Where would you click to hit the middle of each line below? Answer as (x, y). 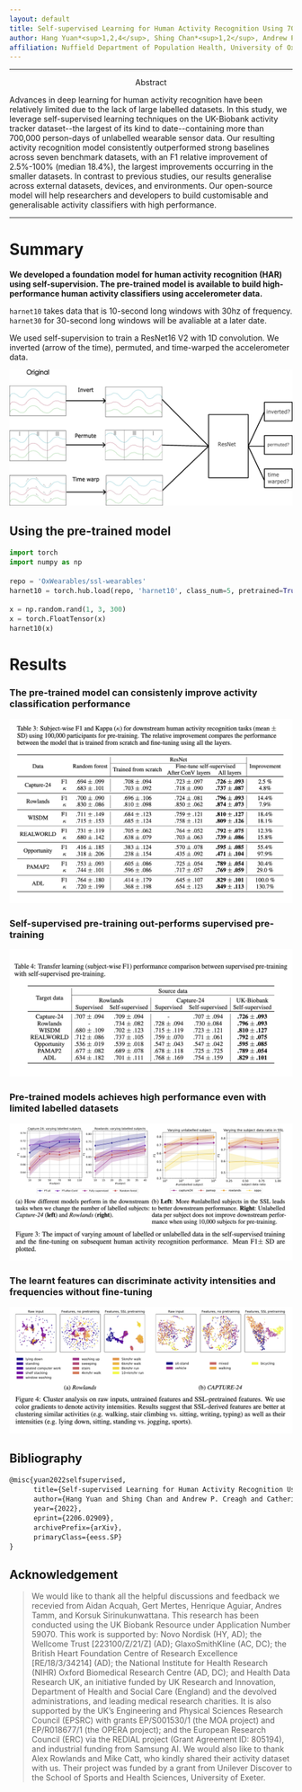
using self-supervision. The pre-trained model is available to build (135, 284)
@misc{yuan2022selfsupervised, (68, 1480)
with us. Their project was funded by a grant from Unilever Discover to (162, 1768)
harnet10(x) (31, 629)
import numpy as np (46, 563)
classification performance (70, 704)
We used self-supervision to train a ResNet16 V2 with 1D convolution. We (144, 338)
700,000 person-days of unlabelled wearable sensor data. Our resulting (142, 138)
